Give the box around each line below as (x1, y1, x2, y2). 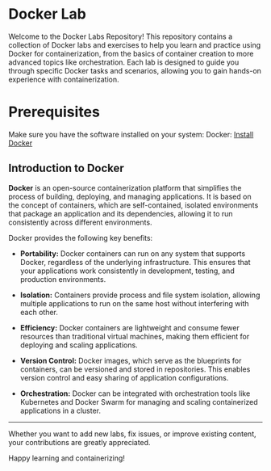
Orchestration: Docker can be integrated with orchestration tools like (19, 389, 251, 398)
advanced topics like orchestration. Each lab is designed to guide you (8, 57, 240, 67)
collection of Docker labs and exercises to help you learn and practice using (8, 40, 261, 49)
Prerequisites (8, 103, 101, 121)
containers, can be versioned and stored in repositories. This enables (19, 364, 251, 374)
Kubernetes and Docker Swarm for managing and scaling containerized (19, 397, 258, 406)
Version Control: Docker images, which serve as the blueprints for (19, 355, 242, 365)
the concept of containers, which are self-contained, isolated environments (8, 200, 259, 210)
